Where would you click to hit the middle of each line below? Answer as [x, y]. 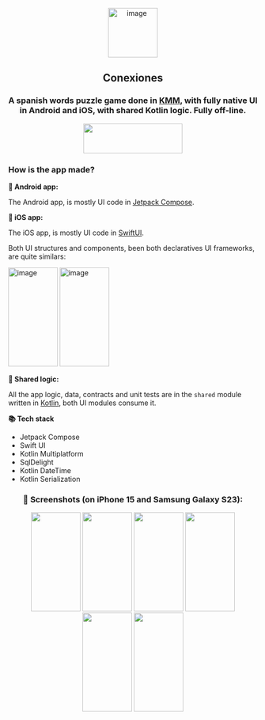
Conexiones [133, 78]
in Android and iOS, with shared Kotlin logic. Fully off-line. [133, 111]
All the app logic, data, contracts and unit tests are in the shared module [125, 394]
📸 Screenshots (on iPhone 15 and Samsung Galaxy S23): [133, 499]
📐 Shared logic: [34, 379]
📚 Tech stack [31, 419]
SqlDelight [36, 462]
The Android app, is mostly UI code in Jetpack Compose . [101, 202]
